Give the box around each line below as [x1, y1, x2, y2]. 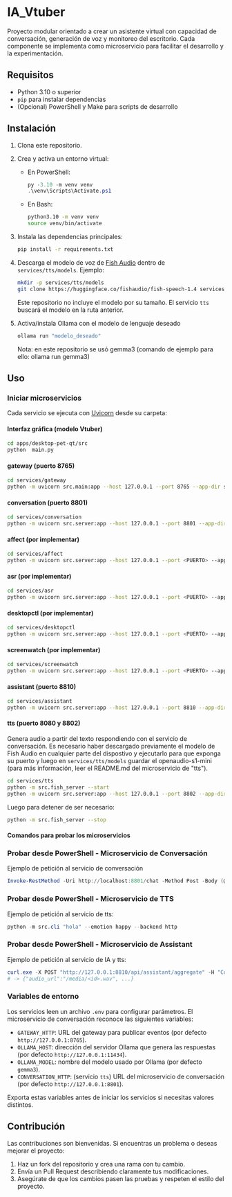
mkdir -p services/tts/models [17, 279, 105, 286]
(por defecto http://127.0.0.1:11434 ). [17, 1050, 127, 1058]
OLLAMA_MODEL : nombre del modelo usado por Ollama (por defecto [17, 1058, 202, 1066]
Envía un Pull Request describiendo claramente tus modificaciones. [17, 1167, 209, 1176]
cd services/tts [7, 778, 54, 785]
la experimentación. [7, 49, 64, 58]
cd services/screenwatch [7, 661, 79, 668]
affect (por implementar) [7, 535, 80, 543]
